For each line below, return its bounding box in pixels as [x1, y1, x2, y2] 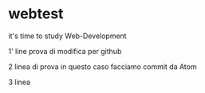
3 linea [8, 77, 30, 87]
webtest [8, 5, 64, 23]
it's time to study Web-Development [8, 31, 127, 41]
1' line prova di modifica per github [8, 46, 122, 56]
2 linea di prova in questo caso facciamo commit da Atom [8, 61, 197, 72]
